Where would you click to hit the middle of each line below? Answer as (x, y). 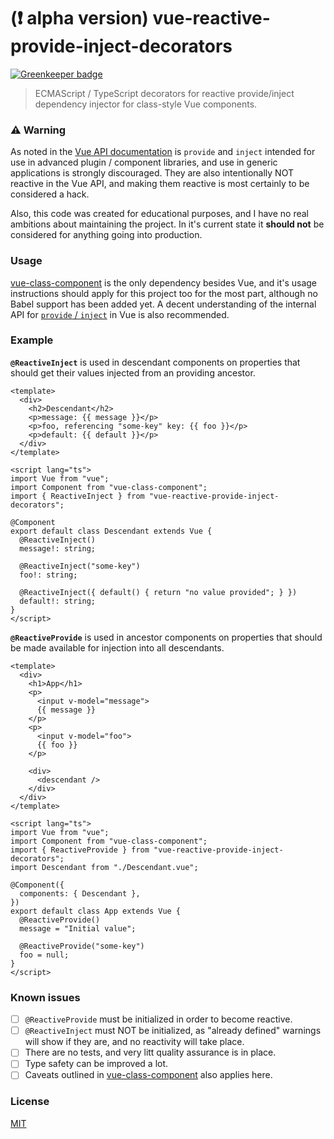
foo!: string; (48, 575)
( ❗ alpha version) (79, 18)
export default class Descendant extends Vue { (111, 531)
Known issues (45, 997)
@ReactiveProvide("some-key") (82, 946)
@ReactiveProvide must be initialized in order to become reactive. (158, 1019)
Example (32, 340)
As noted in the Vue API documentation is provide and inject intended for (163, 152)
